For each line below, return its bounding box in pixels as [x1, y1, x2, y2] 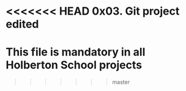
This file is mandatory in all [6, 45, 146, 59]
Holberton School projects [6, 58, 142, 72]
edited [6, 17, 39, 31]
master [112, 78, 130, 86]
